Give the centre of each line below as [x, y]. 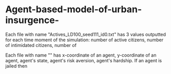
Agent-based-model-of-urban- [74, 9]
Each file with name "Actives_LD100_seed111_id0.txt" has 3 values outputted [85, 34]
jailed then [16, 66]
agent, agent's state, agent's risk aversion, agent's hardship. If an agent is [84, 60]
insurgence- [32, 20]
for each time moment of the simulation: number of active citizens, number [84, 40]
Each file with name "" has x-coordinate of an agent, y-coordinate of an [81, 55]
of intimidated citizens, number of [41, 45]
